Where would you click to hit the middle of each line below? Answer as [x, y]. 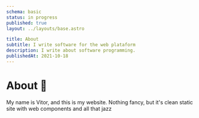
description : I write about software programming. [71, 51]
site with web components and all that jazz [59, 108]
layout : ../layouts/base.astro [45, 28]
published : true [26, 23]
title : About [23, 40]
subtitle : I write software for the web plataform [71, 45]
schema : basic [24, 12]
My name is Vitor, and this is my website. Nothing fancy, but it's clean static [100, 102]
